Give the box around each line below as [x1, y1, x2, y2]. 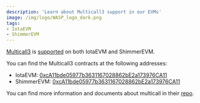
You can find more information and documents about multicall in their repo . [6, 90, 195, 97]
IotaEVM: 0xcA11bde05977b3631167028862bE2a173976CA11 [15, 71, 167, 79]
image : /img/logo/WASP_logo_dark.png [6, 15, 102, 21]
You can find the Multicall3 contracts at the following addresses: [6, 60, 168, 67]
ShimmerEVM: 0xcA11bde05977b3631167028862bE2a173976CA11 [15, 78, 181, 85]
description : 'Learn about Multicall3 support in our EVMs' [6, 8, 162, 15]
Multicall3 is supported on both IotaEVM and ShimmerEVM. [6, 48, 155, 55]
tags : [6, 20, 20, 26]
